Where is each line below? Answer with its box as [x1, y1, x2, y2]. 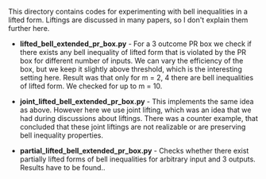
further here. [8, 24, 50, 33]
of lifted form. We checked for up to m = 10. [19, 81, 163, 91]
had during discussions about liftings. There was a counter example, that [19, 114, 258, 123]
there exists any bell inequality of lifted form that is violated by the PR [19, 48, 247, 56]
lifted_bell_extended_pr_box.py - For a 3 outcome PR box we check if [19, 39, 252, 49]
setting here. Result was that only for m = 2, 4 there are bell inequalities [19, 73, 254, 82]
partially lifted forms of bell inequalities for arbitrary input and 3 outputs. [19, 154, 256, 164]
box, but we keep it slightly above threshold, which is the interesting [19, 64, 242, 74]
